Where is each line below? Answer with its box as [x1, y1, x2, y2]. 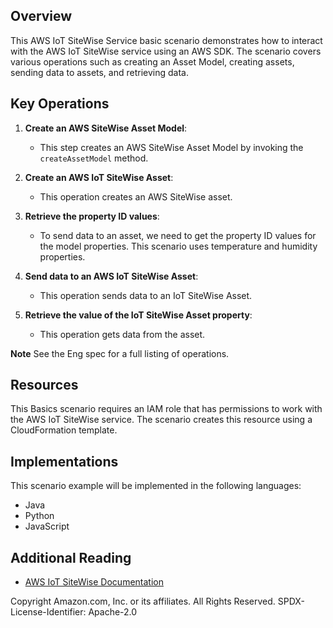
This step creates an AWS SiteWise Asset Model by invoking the [39, 141, 304, 153]
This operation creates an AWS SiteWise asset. [39, 190, 233, 203]
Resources [10, 377, 79, 394]
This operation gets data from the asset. [39, 328, 206, 340]
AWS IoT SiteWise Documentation [24, 576, 164, 588]
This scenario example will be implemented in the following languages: [10, 480, 302, 492]
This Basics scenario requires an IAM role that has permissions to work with [10, 403, 323, 415]
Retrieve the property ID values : [24, 210, 160, 222]
